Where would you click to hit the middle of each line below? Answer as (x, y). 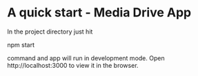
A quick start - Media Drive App (99, 13)
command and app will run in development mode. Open (86, 58)
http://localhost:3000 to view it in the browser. (73, 65)
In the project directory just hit (50, 31)
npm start (21, 45)
